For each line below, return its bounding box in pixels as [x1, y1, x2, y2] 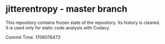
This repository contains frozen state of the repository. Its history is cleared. [5, 20, 160, 25]
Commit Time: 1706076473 [5, 34, 61, 40]
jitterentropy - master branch [5, 3, 127, 15]
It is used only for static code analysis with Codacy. [5, 24, 110, 30]
